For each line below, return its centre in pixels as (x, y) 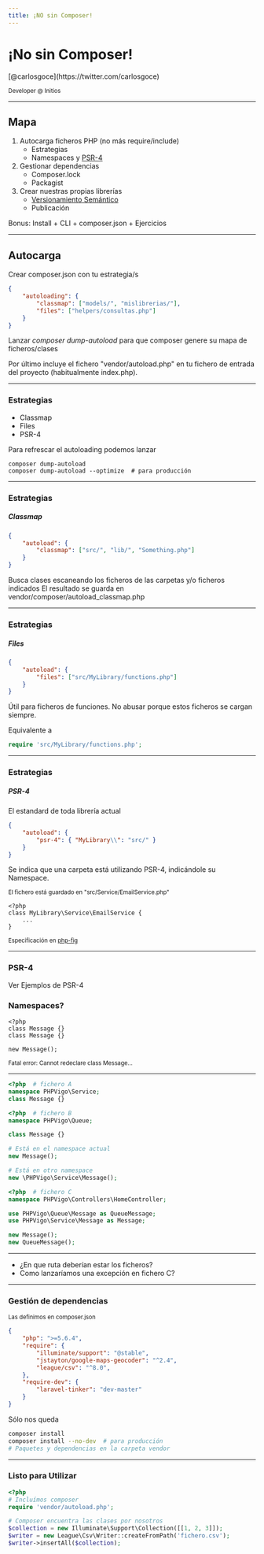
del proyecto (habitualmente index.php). (73, 373)
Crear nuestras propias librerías (71, 191)
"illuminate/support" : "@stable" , (93, 1353)
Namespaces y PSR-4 (67, 158)
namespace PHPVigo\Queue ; (50, 1120)
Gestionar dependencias (59, 166)
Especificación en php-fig (43, 941)
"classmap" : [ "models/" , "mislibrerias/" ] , (108, 303)
